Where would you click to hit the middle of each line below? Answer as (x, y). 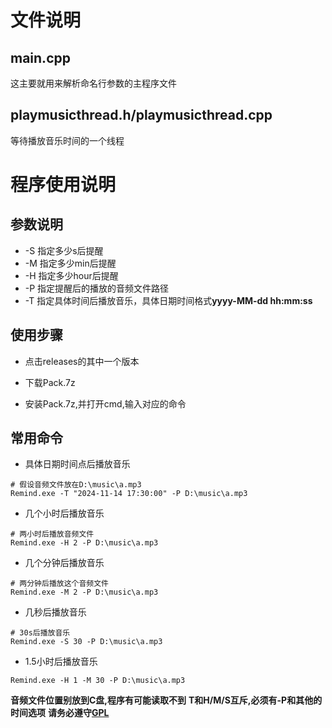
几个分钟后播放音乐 (64, 563)
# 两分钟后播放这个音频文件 (60, 584)
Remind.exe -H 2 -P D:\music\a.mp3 (84, 543)
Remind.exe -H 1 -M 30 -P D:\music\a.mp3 (98, 681)
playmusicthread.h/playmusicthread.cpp (141, 115)
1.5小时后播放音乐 (61, 662)
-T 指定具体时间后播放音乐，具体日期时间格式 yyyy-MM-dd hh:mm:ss (168, 300)
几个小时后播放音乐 (64, 513)
